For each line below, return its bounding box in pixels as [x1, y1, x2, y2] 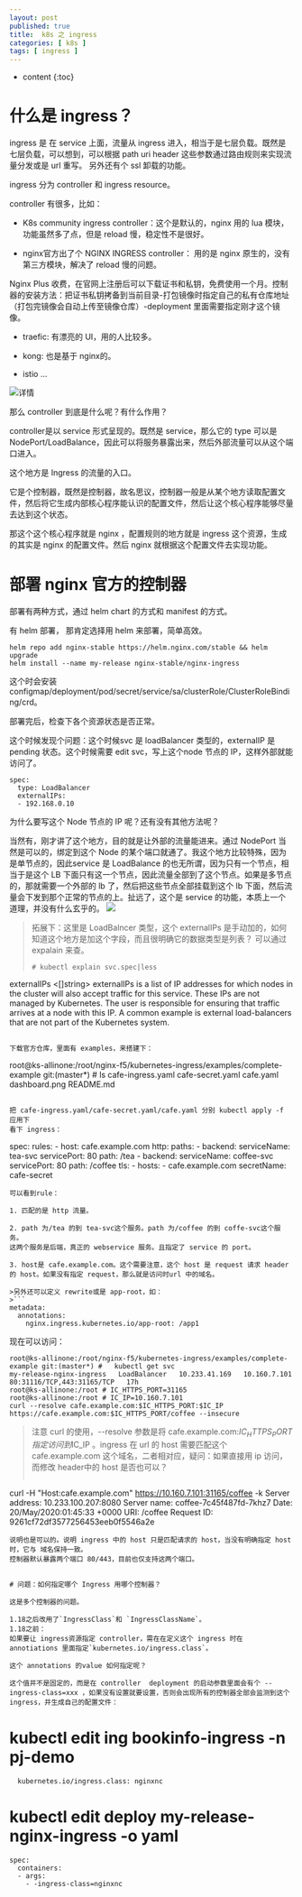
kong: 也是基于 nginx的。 [22, 351, 116, 362]
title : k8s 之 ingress [9, 30, 97, 39]
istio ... [22, 369, 48, 380]
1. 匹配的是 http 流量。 [9, 1206, 93, 1215]
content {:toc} [22, 71, 75, 82]
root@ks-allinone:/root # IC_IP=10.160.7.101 [9, 1394, 183, 1403]
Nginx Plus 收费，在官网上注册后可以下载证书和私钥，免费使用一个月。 [9, 279, 273, 290]
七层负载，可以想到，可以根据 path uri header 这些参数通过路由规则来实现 [9, 149, 284, 160]
